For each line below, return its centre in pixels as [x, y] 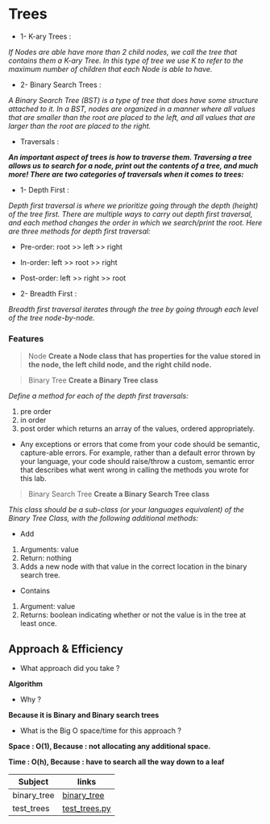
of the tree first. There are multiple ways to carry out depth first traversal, [131, 213]
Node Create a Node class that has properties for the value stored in [144, 356]
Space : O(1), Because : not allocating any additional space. [110, 747]
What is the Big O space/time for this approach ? [100, 731]
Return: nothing [46, 558]
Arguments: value [49, 549]
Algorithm [25, 684]
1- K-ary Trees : [46, 36]
